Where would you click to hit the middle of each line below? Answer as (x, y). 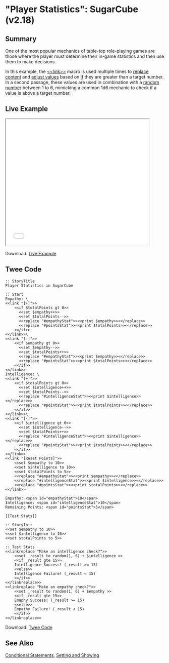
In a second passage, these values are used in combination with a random (82, 82)
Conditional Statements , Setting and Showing (52, 655)
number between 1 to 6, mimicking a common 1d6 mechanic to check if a (81, 88)
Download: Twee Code (29, 627)
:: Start (14, 294)
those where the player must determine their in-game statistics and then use (85, 56)
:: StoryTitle (20, 281)
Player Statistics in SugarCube (39, 285)
